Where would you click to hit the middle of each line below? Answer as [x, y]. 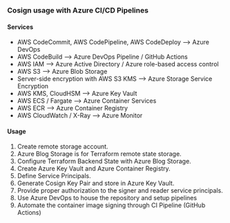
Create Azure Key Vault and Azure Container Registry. [94, 168]
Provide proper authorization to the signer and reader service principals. [120, 191]
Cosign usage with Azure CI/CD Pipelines [78, 10]
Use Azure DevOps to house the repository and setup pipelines [107, 198]
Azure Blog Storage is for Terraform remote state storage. [99, 154]
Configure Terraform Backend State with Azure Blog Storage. [104, 162]
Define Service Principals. [54, 176]
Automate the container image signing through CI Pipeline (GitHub [111, 205]
